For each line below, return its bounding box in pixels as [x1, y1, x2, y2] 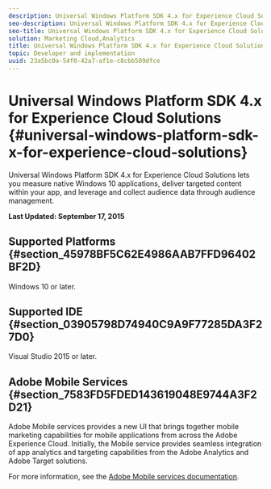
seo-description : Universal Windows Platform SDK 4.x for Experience [8, 19, 248, 27]
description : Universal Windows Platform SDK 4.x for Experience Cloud [8, 11, 254, 20]
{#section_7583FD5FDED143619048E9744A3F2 [8, 387, 258, 401]
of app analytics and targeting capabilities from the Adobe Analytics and [8, 448, 249, 457]
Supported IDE [8, 305, 83, 319]
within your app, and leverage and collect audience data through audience [8, 187, 256, 196]
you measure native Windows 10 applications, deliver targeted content [8, 179, 242, 188]
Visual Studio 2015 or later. [8, 352, 98, 361]
